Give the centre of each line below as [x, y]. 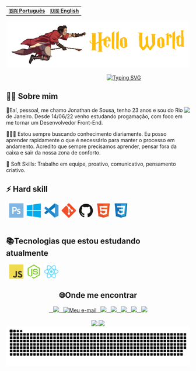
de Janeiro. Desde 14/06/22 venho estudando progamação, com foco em [94, 116]
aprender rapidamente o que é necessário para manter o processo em [90, 140]
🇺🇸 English [64, 11]
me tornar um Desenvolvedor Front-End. [55, 123]
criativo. [16, 170]
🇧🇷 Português [27, 11]
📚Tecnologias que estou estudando [73, 241]
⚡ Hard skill [27, 189]
